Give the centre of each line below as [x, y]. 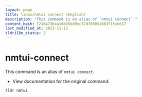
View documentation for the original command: [61, 81]
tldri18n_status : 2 [25, 33]
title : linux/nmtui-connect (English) [45, 14]
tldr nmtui [16, 90]
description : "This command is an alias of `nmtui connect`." [71, 19]
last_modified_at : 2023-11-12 [37, 28]
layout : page [19, 10]
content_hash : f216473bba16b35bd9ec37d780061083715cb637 [66, 24]
